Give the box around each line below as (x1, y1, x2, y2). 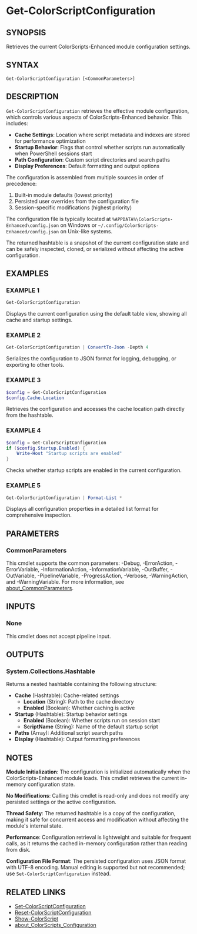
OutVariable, (6, 572, 36, 580)
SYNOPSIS (6, 28, 46, 38)
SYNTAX (6, 60, 39, 70)
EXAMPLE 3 (6, 376, 41, 384)
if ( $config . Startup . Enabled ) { (6, 445, 85, 451)
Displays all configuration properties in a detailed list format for (6, 506, 159, 513)
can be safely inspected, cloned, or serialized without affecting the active (6, 245, 184, 252)
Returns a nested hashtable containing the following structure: (6, 681, 157, 688)
